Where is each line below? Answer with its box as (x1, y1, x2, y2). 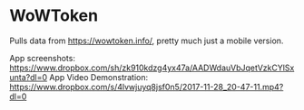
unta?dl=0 (9, 71, 48, 82)
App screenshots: (9, 52, 75, 63)
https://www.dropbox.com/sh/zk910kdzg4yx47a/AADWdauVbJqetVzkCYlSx (9, 62, 295, 73)
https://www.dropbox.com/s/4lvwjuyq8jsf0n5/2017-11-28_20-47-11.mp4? (9, 81, 284, 92)
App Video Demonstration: (49, 71, 149, 82)
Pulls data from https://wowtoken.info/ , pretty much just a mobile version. (9, 35, 284, 46)
